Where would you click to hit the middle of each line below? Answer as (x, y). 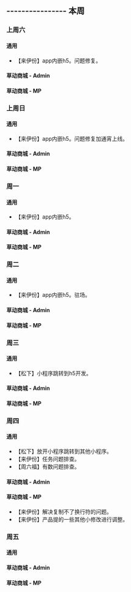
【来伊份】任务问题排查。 (47, 459)
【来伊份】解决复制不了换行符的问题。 (63, 511)
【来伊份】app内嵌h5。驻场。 (53, 295)
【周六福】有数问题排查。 (47, 466)
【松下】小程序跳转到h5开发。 (53, 373)
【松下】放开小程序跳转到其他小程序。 (63, 451)
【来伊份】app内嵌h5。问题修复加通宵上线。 (72, 138)
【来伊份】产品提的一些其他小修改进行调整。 (72, 519)
